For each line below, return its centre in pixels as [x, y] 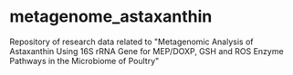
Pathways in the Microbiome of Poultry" [84, 61]
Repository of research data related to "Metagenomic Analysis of [131, 42]
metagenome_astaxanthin [111, 17]
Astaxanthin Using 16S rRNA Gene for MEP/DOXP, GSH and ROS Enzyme [147, 51]
